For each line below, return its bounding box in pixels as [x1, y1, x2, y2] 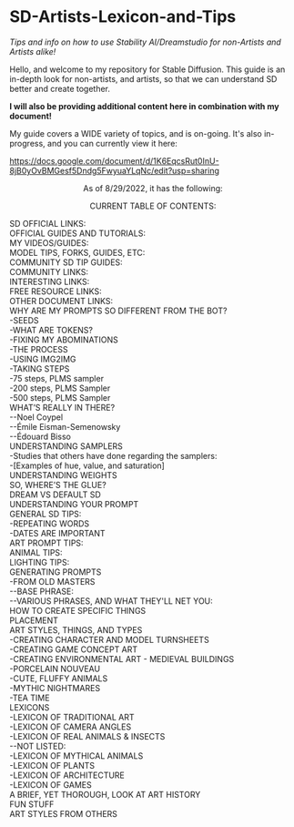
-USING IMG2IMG [9, 353, 76, 364]
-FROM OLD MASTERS [9, 576, 96, 587]
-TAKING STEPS [9, 362, 70, 374]
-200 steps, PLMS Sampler [9, 383, 111, 393]
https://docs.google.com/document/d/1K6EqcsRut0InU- [9, 155, 220, 166]
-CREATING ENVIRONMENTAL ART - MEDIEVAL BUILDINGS [9, 653, 235, 664]
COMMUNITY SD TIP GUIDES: [9, 257, 123, 268]
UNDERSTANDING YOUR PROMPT [9, 498, 139, 509]
